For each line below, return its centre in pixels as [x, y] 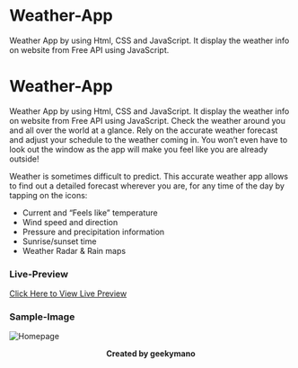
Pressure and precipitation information [93, 232]
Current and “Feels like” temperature [90, 213]
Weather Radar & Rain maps [74, 250]
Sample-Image [42, 317]
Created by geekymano [151, 354]
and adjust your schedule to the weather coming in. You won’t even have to [149, 139]
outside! [24, 159]
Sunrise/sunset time [59, 241]
